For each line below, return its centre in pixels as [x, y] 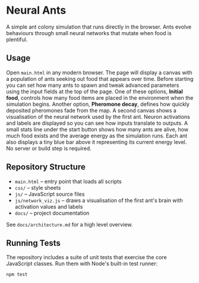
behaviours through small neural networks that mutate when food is [89, 33]
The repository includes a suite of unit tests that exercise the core [87, 257]
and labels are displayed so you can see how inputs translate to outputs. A [97, 123]
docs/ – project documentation [52, 213]
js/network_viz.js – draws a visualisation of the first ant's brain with [99, 200]
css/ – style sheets [38, 187]
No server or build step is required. [49, 148]
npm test [17, 275]
